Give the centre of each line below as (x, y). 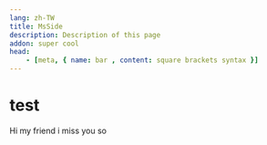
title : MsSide (36, 26)
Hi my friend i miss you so (58, 130)
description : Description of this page (85, 35)
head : (20, 52)
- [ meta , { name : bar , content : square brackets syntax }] (142, 60)
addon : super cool (44, 43)
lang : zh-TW (32, 18)
